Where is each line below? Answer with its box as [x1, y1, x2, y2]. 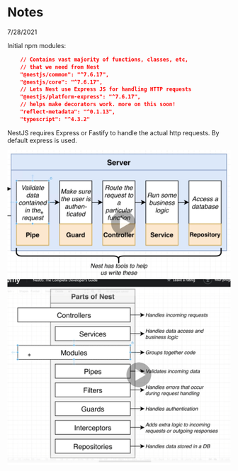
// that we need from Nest [20, 63, 100, 71]
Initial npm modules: [7, 41, 67, 50]
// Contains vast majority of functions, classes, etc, [20, 56, 189, 63]
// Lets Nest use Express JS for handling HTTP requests [20, 86, 192, 93]
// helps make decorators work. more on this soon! [20, 101, 176, 108]
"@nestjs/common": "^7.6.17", [20, 71, 110, 78]
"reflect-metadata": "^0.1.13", [20, 108, 115, 115]
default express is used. [7, 136, 78, 144]
